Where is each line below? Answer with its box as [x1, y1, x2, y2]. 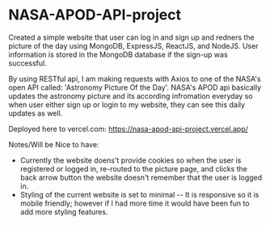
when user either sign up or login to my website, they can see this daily [8, 100, 245, 109]
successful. [8, 58, 47, 68]
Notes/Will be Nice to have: [8, 139, 99, 149]
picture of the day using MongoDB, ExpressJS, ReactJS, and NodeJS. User [8, 40, 259, 50]
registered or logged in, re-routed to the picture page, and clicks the [19, 163, 248, 173]
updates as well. [8, 108, 63, 118]
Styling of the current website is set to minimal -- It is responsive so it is [19, 189, 259, 199]
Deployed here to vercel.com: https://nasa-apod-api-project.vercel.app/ [8, 124, 249, 134]
